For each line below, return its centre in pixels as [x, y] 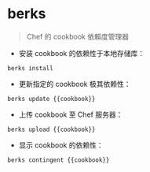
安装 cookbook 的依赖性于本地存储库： [82, 53]
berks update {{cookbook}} [51, 99]
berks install [31, 68]
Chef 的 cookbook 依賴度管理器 [77, 36]
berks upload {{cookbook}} [51, 129]
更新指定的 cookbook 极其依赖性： [75, 84]
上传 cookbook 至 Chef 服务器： [71, 114]
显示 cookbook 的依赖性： [61, 145]
